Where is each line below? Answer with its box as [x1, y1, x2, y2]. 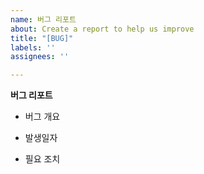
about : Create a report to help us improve [10, 24, 195, 34]
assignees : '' [10, 52, 70, 62]
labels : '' [10, 42, 56, 53]
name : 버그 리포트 [10, 14, 77, 25]
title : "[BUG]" [10, 33, 74, 43]
